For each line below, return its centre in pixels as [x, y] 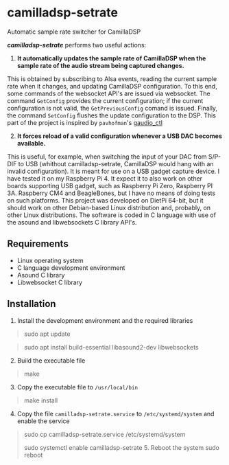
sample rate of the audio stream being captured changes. [100, 65]
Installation [32, 304]
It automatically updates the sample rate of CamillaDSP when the [111, 58]
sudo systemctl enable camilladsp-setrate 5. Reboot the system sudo [122, 447]
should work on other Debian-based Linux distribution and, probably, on [109, 207]
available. [31, 143]
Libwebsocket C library [50, 282]
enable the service [43, 421]
